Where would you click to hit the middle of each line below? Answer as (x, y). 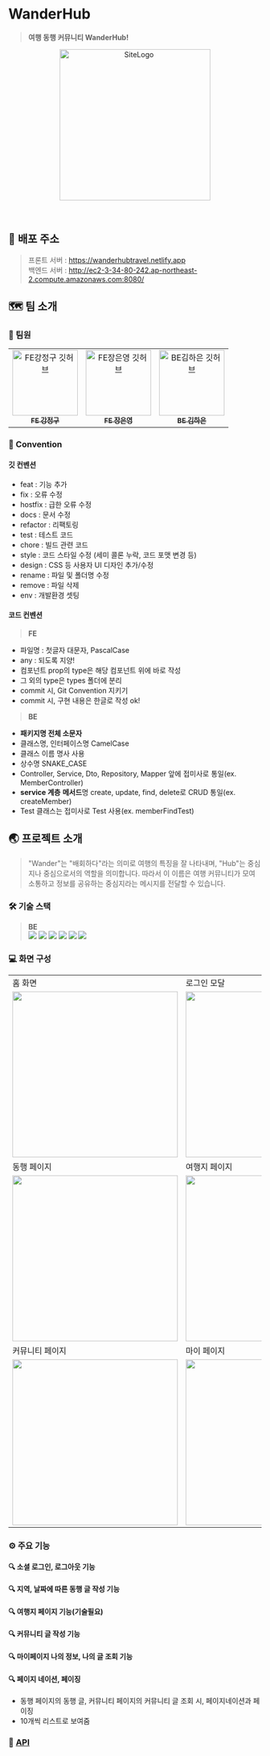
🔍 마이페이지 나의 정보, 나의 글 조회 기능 (71, 1657)
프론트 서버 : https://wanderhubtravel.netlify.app (107, 260)
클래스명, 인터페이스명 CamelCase (75, 743)
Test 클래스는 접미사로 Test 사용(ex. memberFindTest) (107, 810)
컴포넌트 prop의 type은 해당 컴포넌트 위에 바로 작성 (100, 670)
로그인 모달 (205, 983)
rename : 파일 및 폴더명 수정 (65, 575)
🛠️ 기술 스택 (30, 906)
